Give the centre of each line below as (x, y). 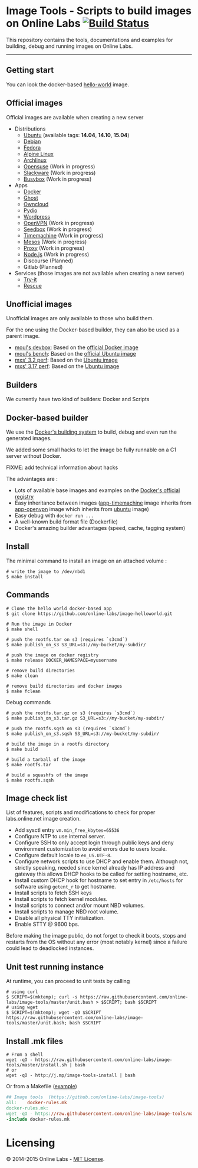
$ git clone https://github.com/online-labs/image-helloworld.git (89, 614)
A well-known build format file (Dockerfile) (66, 522)
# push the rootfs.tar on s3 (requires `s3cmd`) (67, 639)
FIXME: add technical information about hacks (62, 467)
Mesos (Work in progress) (55, 242)
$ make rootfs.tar (29, 764)
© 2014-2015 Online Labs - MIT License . (55, 1159)
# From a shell (25, 1055)
